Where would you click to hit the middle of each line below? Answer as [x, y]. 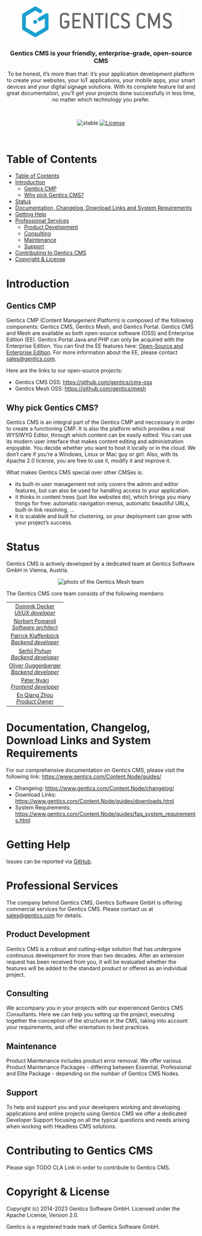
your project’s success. [44, 523]
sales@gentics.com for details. [44, 915]
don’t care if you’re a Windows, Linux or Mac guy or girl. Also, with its [92, 454]
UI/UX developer [35, 612]
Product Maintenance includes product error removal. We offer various [94, 1061]
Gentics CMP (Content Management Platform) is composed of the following [100, 321]
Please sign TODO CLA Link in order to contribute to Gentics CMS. [88, 1167]
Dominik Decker [35, 606]
